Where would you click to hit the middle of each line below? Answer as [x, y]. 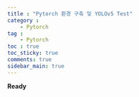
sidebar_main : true [36, 66]
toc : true [23, 46]
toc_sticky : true [33, 53]
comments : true [30, 60]
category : [23, 20]
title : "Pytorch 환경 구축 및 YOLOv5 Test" [70, 14]
